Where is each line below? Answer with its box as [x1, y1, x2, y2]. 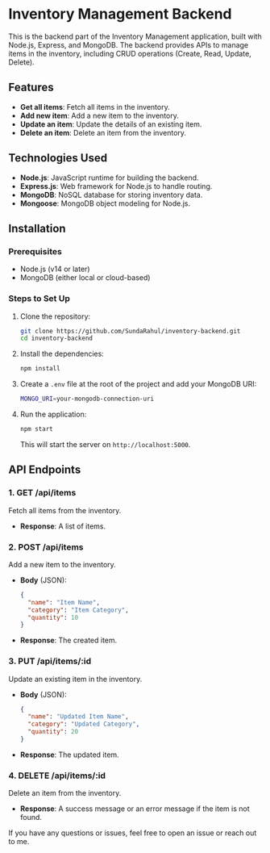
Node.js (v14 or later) [19, 264, 90, 274]
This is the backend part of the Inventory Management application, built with [8, 31, 262, 41]
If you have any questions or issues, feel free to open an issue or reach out [8, 828, 257, 838]
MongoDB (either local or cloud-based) [19, 273, 151, 282]
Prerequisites [8, 245, 62, 257]
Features [8, 81, 54, 94]
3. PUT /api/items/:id [8, 655, 92, 667]
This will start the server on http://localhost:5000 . [19, 439, 191, 449]
